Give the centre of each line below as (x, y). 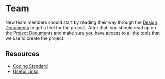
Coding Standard (30, 66)
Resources (22, 54)
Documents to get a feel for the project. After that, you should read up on (81, 27)
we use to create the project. (35, 38)
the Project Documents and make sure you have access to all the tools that (82, 33)
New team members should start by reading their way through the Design (81, 22)
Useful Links (25, 71)
